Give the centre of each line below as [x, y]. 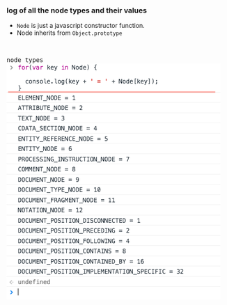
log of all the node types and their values [77, 10]
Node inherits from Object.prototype [69, 33]
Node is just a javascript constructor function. [81, 26]
